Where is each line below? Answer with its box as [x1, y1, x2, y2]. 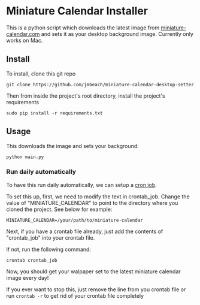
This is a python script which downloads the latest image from [6, 24, 160, 31]
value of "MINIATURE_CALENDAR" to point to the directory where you [6, 199, 178, 206]
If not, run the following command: [6, 246, 92, 253]
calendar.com [6, 30, 40, 37]
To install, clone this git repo [6, 70, 76, 77]
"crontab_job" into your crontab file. [6, 234, 95, 241]
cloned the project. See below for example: [6, 206, 113, 213]
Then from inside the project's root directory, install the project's [6, 92, 166, 99]
